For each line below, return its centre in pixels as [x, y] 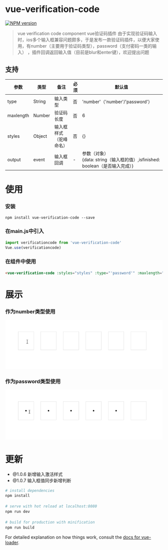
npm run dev [17, 512]
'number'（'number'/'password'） [117, 102]
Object [40, 136]
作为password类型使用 [33, 382]
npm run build [20, 527]
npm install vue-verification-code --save [50, 218]
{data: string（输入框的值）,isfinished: [121, 160]
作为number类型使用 [30, 312]
